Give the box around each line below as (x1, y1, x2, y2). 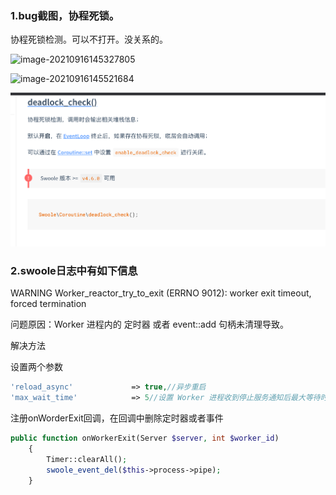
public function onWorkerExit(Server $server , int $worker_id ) (10, 433, 280, 444)
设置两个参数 (10, 361, 63, 373)
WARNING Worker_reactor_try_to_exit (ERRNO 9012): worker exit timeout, (10, 287, 312, 299)
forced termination (10, 298, 87, 310)
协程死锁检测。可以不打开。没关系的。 (10, 33, 168, 46)
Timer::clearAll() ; (46, 454, 128, 464)
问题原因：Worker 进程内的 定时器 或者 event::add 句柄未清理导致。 (10, 318, 290, 331)
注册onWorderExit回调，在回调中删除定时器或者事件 (10, 412, 224, 424)
